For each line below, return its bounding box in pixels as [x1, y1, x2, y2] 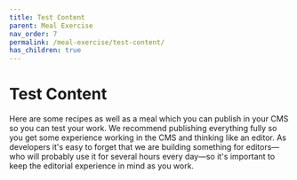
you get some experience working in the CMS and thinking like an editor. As [9, 132, 287, 143]
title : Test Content [9, 12, 86, 22]
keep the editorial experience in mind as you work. [9, 160, 194, 171]
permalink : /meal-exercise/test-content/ [9, 37, 165, 47]
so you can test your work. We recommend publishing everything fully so [9, 123, 277, 134]
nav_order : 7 [9, 29, 58, 38]
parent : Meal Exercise [9, 21, 93, 30]
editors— [245, 142, 280, 153]
